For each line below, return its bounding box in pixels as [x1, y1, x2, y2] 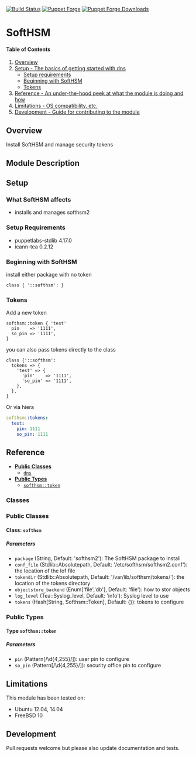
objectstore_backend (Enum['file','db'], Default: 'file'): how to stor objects [14, 586, 190, 593]
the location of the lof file [14, 567, 75, 574]
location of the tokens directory [14, 579, 91, 586]
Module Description [6, 158, 80, 168]
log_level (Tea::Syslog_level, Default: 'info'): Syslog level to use [14, 592, 169, 599]
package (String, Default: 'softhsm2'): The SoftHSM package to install [14, 554, 181, 562]
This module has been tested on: [6, 694, 85, 701]
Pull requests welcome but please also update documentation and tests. [6, 745, 180, 751]
